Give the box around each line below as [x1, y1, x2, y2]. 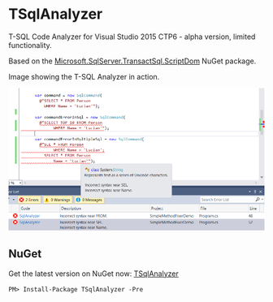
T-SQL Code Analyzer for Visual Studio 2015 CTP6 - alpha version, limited [8, 32, 256, 41]
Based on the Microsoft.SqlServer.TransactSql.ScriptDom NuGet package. [8, 56, 257, 66]
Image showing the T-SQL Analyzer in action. [8, 71, 160, 81]
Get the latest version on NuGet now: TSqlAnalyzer [8, 269, 179, 278]
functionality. [8, 40, 53, 50]
